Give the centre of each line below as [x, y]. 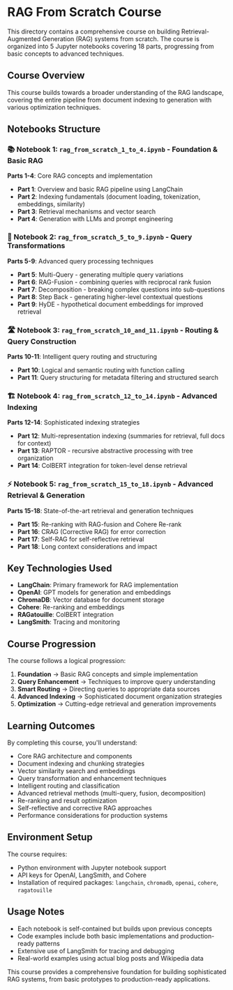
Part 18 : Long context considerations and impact [87, 546]
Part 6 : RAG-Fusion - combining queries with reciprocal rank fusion [114, 282]
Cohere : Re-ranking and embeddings [71, 607]
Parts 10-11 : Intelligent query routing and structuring [82, 357]
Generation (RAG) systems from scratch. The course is [121, 38]
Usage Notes [36, 912]
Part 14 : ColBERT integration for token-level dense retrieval [102, 466]
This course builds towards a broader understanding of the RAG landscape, [116, 92]
